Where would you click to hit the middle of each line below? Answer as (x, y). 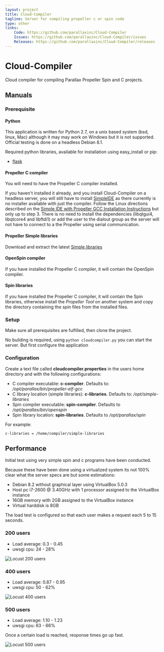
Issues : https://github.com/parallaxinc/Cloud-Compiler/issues (80, 37)
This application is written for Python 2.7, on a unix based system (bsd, (77, 132)
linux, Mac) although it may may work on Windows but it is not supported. (80, 137)
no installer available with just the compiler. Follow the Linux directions (77, 204)
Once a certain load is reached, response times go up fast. (65, 635)
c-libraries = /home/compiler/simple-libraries (55, 433)
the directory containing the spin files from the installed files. (67, 307)
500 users (18, 610)
